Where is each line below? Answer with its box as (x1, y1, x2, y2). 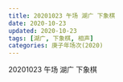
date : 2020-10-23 (8, 19, 67, 27)
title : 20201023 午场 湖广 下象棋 (8, 11, 116, 20)
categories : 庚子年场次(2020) (8, 42, 104, 50)
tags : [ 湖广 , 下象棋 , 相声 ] (8, 34, 94, 43)
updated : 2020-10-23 (8, 27, 78, 35)
